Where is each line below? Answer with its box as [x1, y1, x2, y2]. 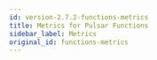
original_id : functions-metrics [9, 37, 129, 47]
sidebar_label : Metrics [9, 29, 98, 38]
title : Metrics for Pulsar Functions [9, 21, 149, 30]
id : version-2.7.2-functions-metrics [9, 12, 149, 22]
